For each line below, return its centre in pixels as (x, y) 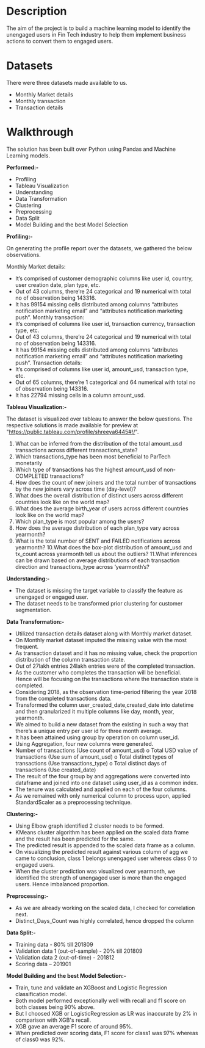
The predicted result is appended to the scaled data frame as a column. (105, 845)
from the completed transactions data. (63, 698)
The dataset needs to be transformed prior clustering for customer (99, 603)
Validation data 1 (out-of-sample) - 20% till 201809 (79, 951)
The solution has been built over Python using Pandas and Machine (91, 149)
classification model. (41, 994)
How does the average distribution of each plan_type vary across (97, 528)
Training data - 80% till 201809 (54, 944)
